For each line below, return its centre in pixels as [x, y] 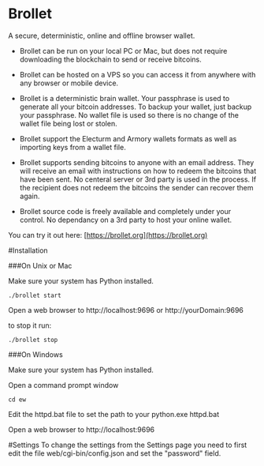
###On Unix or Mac [40, 265]
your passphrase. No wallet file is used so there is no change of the [129, 115]
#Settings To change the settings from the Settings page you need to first [128, 445]
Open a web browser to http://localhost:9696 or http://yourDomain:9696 [126, 310]
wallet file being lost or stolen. [68, 123]
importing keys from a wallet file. [73, 147]
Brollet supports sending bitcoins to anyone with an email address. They [137, 162]
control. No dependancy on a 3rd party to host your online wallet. [126, 220]
